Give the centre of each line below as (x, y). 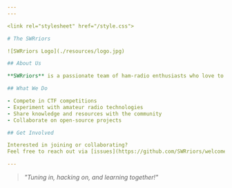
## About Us (24, 64)
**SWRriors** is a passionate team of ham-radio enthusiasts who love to (116, 76)
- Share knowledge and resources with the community (85, 114)
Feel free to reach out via (48, 152)
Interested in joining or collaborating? (68, 145)
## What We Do (28, 88)
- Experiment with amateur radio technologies (75, 107)
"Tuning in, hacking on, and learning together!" (91, 177)
